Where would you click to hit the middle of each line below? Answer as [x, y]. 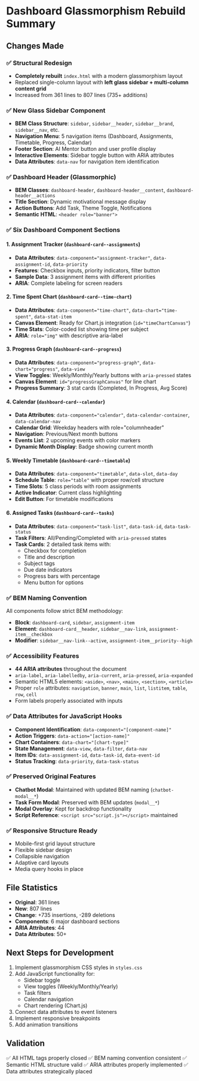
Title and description [49, 557]
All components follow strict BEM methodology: [65, 611]
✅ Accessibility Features [43, 655]
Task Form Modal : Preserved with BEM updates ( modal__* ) [87, 802]
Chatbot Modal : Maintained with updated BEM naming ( [84, 790]
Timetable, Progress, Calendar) [53, 142]
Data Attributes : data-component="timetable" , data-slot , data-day [96, 473]
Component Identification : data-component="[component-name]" [93, 729]
